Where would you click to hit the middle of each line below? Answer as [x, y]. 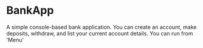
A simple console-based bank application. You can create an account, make [101, 27]
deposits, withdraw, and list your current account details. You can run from [100, 33]
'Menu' [15, 40]
